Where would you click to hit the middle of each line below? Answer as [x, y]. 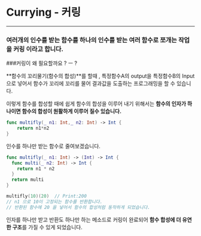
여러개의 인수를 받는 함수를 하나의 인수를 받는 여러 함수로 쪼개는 [92, 40]
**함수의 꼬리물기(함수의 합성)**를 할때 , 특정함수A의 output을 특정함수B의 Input [100, 76]
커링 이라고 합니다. [38, 49]
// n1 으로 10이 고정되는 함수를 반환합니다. [54, 202]
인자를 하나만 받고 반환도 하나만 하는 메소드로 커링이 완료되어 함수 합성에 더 [94, 219]
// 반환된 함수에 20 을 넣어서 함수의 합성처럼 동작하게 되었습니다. [78, 207]
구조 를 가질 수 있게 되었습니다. [47, 227]
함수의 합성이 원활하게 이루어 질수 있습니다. [71, 111]
